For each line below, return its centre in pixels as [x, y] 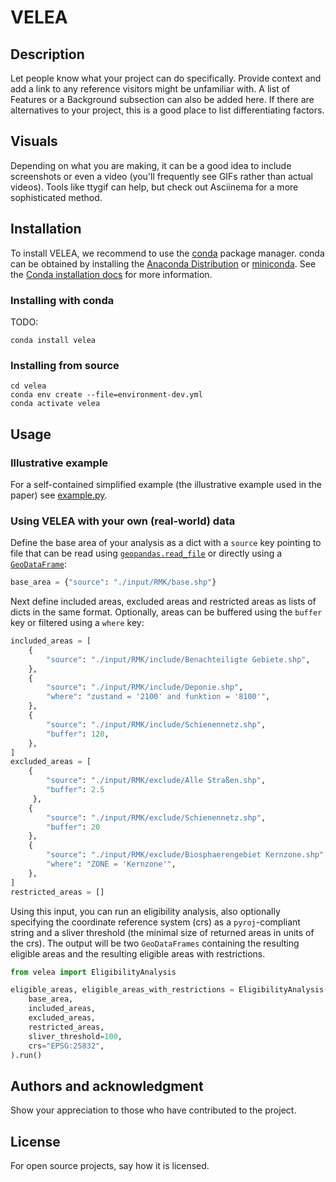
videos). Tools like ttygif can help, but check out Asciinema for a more [154, 187]
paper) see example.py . [59, 495]
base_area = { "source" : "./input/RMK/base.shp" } [113, 582]
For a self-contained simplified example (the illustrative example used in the [166, 484]
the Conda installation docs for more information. [111, 274]
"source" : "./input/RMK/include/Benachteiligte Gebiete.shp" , [178, 659]
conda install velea [53, 340]
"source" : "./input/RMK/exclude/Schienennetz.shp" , [156, 817]
